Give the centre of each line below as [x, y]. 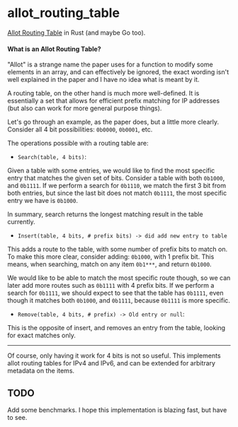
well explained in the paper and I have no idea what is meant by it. [103, 80]
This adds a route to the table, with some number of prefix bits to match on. [118, 250]
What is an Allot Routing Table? [54, 49]
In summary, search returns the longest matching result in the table [105, 214]
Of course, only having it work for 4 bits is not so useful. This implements [114, 356]
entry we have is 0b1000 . [42, 201]
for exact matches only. [41, 335]
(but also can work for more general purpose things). [85, 108]
